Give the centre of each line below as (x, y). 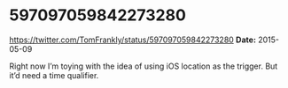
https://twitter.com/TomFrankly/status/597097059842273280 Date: (133, 40)
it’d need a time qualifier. (54, 75)
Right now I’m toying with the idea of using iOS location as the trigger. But (144, 66)
